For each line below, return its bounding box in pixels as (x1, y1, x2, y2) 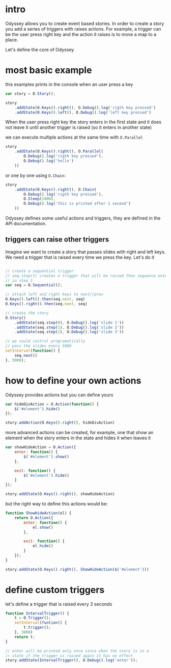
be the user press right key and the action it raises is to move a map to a (5, 31, 157, 37)
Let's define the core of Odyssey (5, 46, 74, 52)
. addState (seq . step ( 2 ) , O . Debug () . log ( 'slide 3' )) (14, 330, 124, 335)
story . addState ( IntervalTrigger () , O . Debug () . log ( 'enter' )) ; (5, 658, 138, 663)
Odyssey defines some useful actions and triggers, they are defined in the (5, 215, 161, 221)
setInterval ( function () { (5, 348, 60, 354)
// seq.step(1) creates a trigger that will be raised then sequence (5, 273, 156, 278)
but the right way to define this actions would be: (5, 501, 108, 506)
